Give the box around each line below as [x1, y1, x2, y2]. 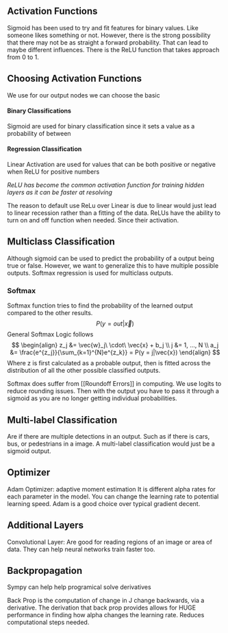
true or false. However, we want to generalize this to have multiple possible [7, 261, 219, 270]
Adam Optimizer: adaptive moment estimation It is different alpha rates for [7, 485, 216, 493]
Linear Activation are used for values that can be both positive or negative [7, 161, 216, 169]
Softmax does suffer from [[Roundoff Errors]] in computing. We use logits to [7, 380, 222, 388]
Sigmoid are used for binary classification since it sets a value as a [7, 122, 195, 130]
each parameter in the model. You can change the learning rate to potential [7, 492, 219, 500]
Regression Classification [7, 145, 82, 153]
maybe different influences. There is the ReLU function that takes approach [7, 45, 220, 54]
